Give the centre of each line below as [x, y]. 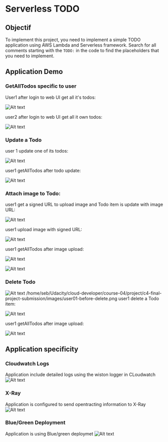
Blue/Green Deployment [35, 423]
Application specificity [42, 349]
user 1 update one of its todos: [37, 151]
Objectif [18, 28]
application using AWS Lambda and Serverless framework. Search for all [81, 45]
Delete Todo [20, 282]
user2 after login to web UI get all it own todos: [54, 117]
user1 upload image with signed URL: [44, 230]
